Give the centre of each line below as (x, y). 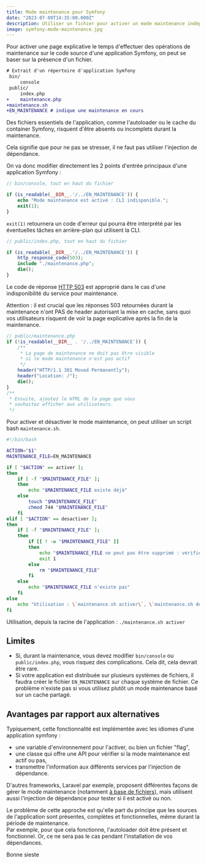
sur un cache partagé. (43, 695)
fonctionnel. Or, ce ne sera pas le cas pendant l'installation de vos (90, 836)
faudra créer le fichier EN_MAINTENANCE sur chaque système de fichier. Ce (106, 682)
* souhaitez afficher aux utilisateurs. (61, 405)
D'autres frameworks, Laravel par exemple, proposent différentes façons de (102, 785)
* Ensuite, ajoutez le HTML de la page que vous (72, 399)
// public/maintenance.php (41, 336)
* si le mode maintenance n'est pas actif (75, 359)
